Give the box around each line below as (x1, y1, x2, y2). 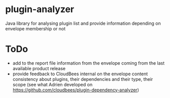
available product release (12, 65, 66, 71)
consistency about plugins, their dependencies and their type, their (12, 76, 153, 82)
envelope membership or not (5, 25, 66, 31)
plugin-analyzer (5, 4, 75, 15)
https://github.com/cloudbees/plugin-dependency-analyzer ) (12, 87, 140, 93)
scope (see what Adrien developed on (12, 81, 93, 87)
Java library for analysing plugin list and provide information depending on (5, 20, 161, 26)
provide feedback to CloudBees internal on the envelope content (12, 71, 148, 77)
